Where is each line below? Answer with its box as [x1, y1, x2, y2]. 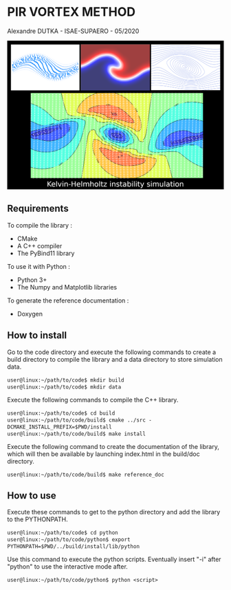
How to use [7, 490, 56, 501]
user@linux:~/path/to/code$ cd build [7, 410, 115, 417]
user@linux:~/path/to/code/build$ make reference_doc [7, 471, 165, 478]
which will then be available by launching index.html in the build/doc [7, 450, 201, 458]
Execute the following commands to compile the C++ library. [7, 395, 179, 404]
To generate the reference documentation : [7, 296, 129, 305]
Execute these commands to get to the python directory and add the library [7, 508, 221, 516]
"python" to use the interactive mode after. [7, 562, 129, 571]
